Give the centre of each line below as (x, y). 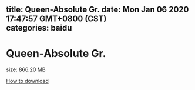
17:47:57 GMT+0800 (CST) (56, 19)
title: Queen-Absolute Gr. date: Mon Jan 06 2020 (97, 10)
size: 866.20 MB (26, 69)
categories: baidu (39, 28)
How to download (27, 81)
